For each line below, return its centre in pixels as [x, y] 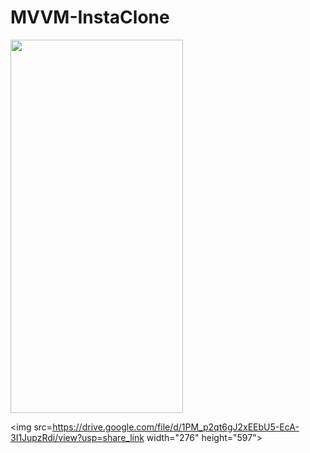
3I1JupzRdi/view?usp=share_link [77, 437]
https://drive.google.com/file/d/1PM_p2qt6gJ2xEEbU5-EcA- [176, 427]
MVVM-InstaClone [90, 17]
